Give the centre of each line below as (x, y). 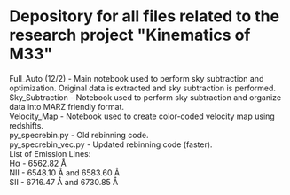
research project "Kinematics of (130, 35)
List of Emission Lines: (50, 153)
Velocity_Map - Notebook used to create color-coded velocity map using (142, 116)
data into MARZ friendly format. (67, 106)
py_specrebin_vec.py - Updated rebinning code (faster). (111, 144)
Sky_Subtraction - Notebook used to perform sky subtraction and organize (145, 97)
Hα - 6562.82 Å (38, 163)
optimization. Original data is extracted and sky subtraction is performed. (143, 88)
